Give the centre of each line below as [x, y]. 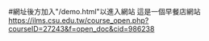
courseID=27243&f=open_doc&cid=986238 [82, 29]
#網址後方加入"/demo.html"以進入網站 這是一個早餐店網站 [104, 11]
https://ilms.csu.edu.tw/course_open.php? [79, 20]
